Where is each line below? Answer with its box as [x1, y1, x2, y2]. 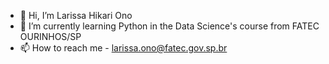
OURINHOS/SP [19, 31, 82, 42]
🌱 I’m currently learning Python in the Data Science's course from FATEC [19, 20, 320, 32]
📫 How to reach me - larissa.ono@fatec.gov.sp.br [19, 42, 228, 54]
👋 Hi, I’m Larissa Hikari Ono [19, 10, 133, 21]
